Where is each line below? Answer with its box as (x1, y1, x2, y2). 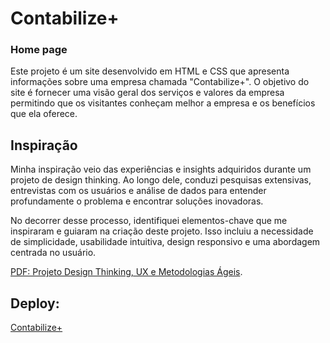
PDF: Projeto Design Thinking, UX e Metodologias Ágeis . (10, 266, 243, 278)
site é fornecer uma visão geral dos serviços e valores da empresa (10, 87, 285, 99)
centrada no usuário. (10, 247, 97, 259)
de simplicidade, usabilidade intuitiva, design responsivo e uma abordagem (10, 236, 321, 248)
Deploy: (10, 295, 60, 312)
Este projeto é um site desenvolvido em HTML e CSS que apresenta (10, 65, 290, 77)
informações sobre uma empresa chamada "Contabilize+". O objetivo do (10, 76, 310, 88)
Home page (10, 43, 68, 57)
